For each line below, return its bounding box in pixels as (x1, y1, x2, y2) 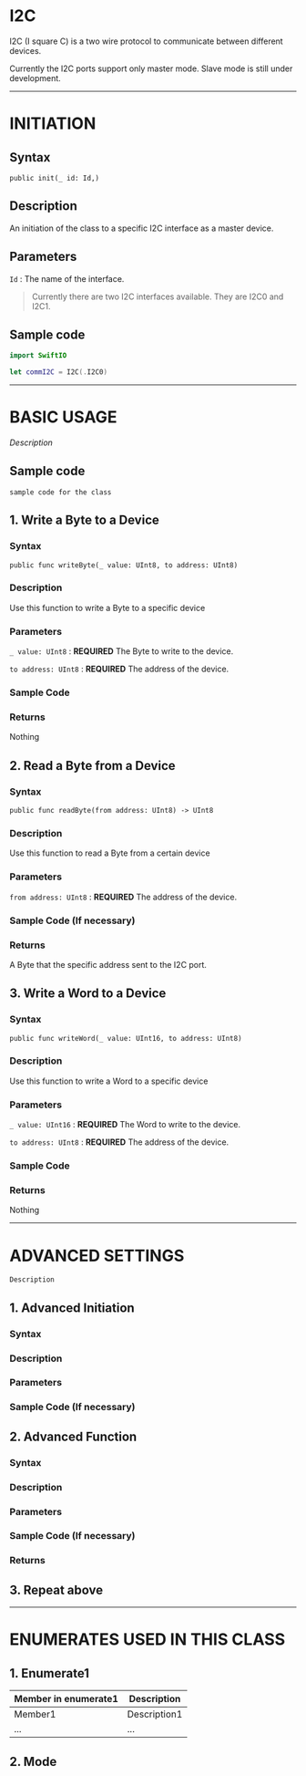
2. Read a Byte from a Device (9, 758, 176, 774)
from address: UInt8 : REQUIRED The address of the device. (9, 891, 238, 902)
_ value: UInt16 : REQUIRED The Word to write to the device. (9, 1119, 241, 1130)
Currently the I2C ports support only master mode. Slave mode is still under (9, 63, 293, 74)
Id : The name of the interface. (9, 273, 125, 284)
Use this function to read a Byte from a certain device (9, 847, 211, 858)
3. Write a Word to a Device (9, 986, 167, 1002)
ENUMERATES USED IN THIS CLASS (9, 1629, 286, 1650)
